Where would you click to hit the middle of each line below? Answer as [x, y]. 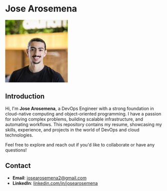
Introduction [25, 96]
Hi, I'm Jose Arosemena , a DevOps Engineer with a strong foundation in [79, 108]
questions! [16, 150]
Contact [18, 166]
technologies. [19, 135]
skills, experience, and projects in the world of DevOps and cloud [72, 129]
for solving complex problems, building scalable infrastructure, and [74, 119]
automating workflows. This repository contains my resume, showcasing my [84, 124]
